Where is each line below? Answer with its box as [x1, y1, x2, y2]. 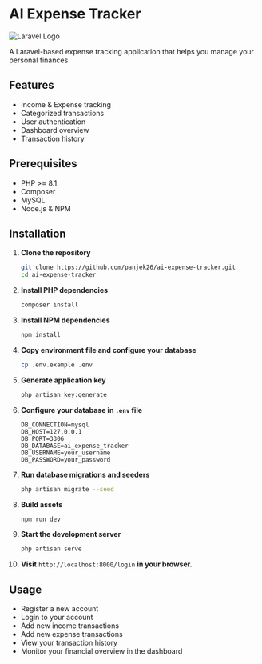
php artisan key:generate [20, 390, 107, 398]
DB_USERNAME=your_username [20, 449, 111, 457]
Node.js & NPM [20, 203, 71, 213]
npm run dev [20, 515, 61, 523]
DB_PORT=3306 [20, 434, 65, 442]
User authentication [20, 117, 86, 126]
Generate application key [20, 375, 106, 385]
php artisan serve [20, 545, 82, 553]
